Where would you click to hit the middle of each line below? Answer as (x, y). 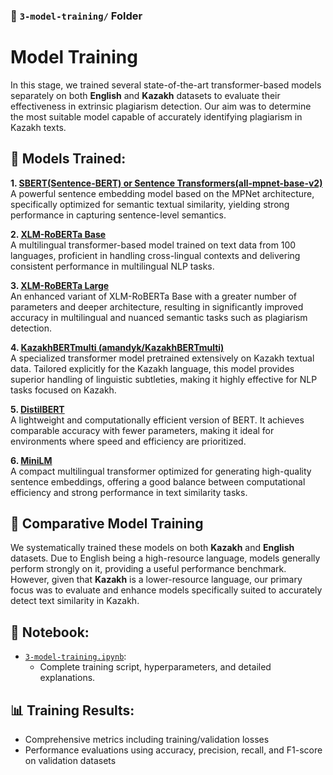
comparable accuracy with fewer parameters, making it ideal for (142, 430)
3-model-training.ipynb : (75, 656)
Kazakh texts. (38, 127)
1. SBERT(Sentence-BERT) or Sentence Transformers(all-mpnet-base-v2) (166, 183)
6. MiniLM (31, 460)
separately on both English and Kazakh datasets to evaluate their (145, 95)
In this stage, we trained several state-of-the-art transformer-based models (166, 85)
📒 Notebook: (50, 632)
